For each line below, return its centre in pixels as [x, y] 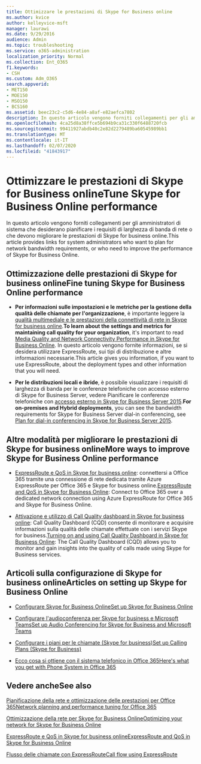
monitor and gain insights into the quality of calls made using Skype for [102, 548]
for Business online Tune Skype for [93, 194]
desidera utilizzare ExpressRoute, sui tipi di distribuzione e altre [93, 352]
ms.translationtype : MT [36, 135]
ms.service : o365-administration [48, 51]
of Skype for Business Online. [43, 255]
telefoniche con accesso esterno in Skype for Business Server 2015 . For [103, 402]
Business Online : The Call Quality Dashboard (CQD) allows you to [95, 542]
